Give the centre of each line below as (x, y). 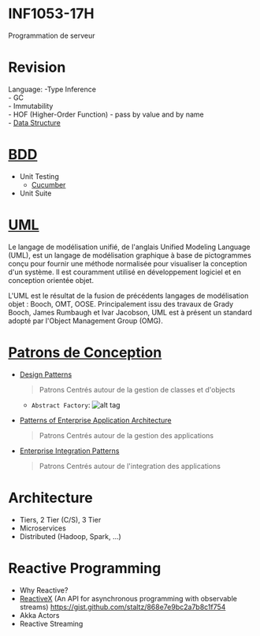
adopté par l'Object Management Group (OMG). (85, 321)
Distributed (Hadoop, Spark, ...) (71, 536)
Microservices (43, 528)
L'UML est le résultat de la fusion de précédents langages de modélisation (128, 296)
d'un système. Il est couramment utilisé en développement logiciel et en (125, 272)
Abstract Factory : (61, 405)
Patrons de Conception (85, 352)
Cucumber (48, 184)
